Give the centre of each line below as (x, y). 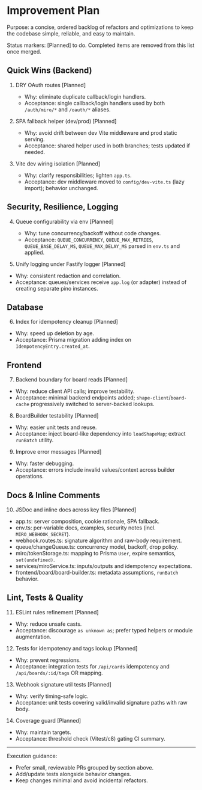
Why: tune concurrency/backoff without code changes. (93, 233)
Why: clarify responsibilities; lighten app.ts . (78, 175)
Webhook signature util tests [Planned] (63, 684)
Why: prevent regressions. (48, 660)
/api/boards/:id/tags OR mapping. (59, 673)
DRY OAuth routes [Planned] (51, 85)
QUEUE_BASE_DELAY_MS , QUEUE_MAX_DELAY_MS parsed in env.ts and (102, 246)
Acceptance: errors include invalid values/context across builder (95, 470)
